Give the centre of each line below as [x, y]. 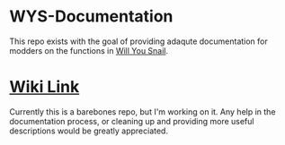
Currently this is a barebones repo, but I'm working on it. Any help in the [142, 111]
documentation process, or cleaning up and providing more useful [132, 121]
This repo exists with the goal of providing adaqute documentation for [138, 41]
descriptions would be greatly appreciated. [89, 131]
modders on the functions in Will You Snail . [89, 50]
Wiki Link [45, 87]
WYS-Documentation [91, 17]
